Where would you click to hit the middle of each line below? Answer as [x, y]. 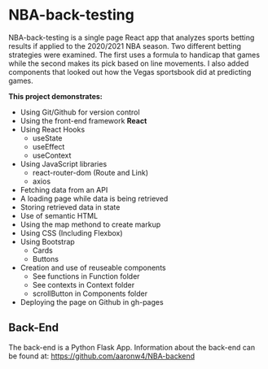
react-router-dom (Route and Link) [90, 172]
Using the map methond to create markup [90, 224]
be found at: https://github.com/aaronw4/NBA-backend [102, 356]
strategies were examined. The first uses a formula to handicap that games [134, 54]
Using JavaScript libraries [64, 163]
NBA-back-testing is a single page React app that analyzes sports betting [132, 37]
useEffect [48, 146]
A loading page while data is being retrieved [94, 198]
